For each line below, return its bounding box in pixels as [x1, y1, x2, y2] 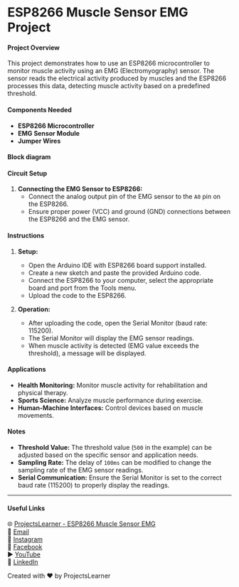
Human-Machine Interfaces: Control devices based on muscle [17, 403, 204, 412]
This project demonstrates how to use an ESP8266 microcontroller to [7, 59, 210, 68]
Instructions [7, 231, 45, 239]
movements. [17, 411, 55, 419]
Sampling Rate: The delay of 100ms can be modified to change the [17, 458, 212, 466]
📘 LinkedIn [7, 558, 38, 566]
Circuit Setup [7, 168, 48, 178]
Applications [7, 365, 46, 374]
